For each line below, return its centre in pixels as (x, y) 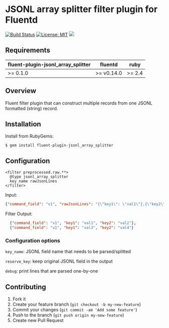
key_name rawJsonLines (33, 181)
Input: (11, 195)
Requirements (28, 51)
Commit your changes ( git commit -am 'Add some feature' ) (75, 309)
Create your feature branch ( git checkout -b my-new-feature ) (77, 304)
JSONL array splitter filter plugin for (81, 9)
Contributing (26, 287)
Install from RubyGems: (29, 136)
